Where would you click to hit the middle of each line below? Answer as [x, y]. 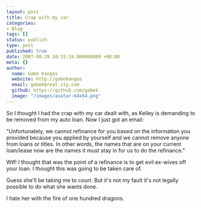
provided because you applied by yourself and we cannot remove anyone [98, 137]
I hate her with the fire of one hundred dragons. [65, 198]
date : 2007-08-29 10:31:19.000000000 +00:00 [63, 57]
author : [16, 68]
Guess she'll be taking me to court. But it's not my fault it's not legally [93, 180]
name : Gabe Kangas [35, 74]
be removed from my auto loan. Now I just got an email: [75, 119]
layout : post [23, 12]
